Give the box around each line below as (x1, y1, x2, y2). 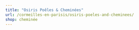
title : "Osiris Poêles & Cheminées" (5, 7, 84, 13)
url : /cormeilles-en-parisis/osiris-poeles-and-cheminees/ (5, 12, 134, 17)
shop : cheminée (5, 17, 38, 22)
